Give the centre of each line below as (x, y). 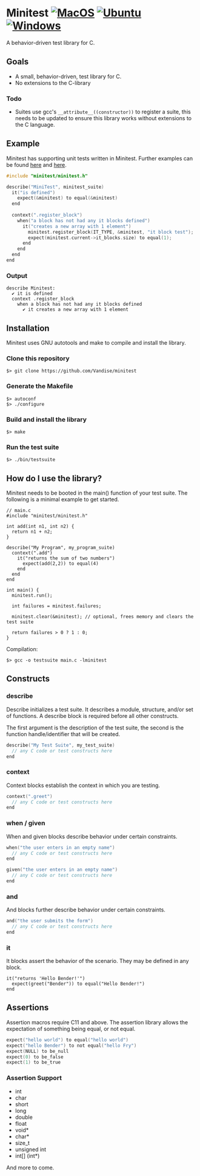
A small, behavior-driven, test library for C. (68, 76)
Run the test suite (33, 447)
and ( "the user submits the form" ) (50, 921)
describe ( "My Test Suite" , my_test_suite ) (61, 745)
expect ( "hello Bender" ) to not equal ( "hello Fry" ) (72, 1046)
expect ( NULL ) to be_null (38, 1051)
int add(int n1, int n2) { (40, 527)
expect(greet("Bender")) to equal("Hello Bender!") (78, 984)
